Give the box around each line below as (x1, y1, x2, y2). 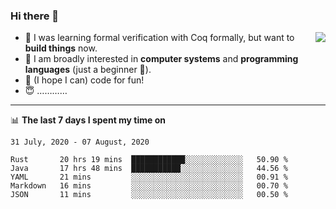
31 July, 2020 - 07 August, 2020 (10, 137, 150, 148)
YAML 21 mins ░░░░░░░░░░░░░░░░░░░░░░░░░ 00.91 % (10, 172, 288, 183)
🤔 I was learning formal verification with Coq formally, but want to (24, 32, 295, 44)
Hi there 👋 (10, 9, 60, 23)
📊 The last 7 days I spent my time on (10, 114, 167, 126)
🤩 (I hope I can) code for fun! (24, 74, 145, 86)
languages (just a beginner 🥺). (24, 64, 152, 76)
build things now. (24, 42, 98, 54)
